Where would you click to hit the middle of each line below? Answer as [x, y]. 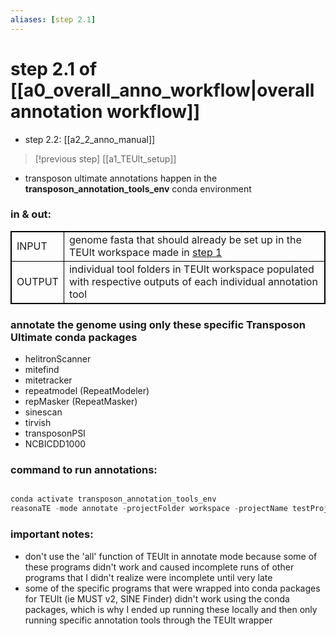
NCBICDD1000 [55, 444]
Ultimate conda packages [74, 337]
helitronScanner [58, 359]
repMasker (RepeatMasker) [81, 402]
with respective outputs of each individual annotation [193, 281]
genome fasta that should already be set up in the [185, 239]
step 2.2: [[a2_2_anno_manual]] [90, 139]
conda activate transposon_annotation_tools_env [113, 499]
